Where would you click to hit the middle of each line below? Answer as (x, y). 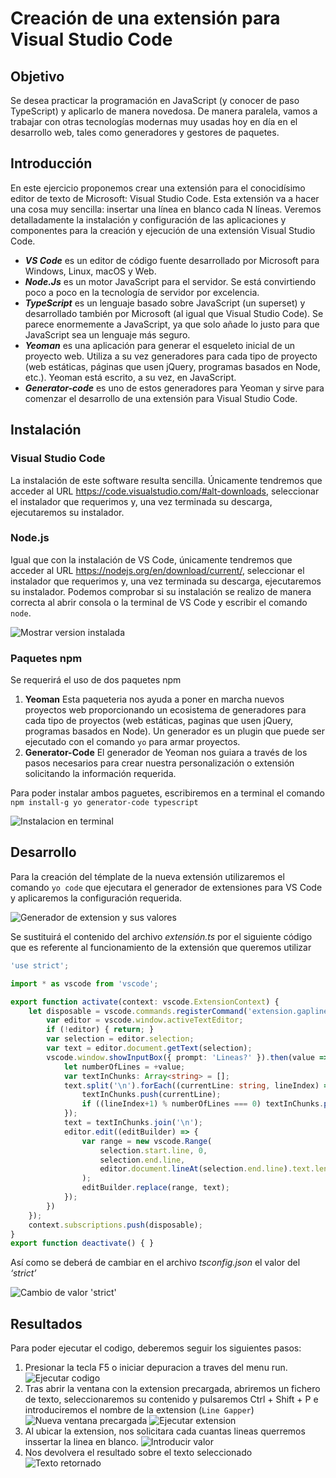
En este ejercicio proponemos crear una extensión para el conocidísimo (158, 188)
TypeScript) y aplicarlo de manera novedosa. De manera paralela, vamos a (164, 111)
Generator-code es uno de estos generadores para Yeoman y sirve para (174, 388)
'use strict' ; (40, 965)
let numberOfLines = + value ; (124, 1067)
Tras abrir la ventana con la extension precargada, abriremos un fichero (172, 1389)
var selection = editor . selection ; (120, 1039)
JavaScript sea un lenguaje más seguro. (107, 334)
